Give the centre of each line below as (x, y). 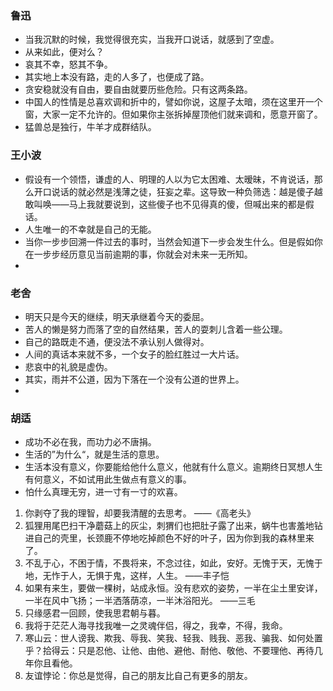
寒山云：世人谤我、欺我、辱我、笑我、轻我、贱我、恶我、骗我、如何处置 (173, 638)
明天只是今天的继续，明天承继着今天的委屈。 (117, 316)
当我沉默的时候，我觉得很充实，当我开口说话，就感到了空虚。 (152, 39)
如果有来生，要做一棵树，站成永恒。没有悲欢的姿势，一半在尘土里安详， (173, 588)
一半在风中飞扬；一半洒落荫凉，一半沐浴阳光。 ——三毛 (140, 601)
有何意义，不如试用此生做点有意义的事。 (108, 479)
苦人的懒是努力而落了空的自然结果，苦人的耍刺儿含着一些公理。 (156, 329)
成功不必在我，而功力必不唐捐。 (90, 442)
